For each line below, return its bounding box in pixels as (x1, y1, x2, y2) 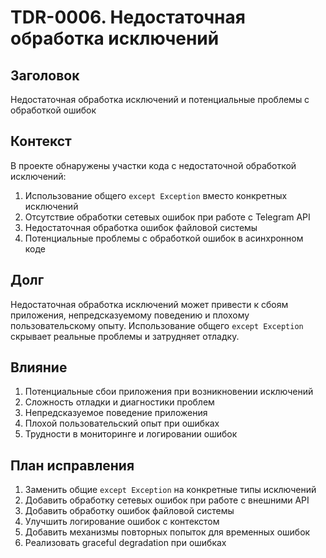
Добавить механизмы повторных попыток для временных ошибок (24, 526, 311, 538)
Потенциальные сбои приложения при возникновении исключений (24, 386, 314, 398)
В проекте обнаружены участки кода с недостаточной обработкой (10, 159, 297, 171)
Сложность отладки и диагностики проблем (24, 396, 215, 408)
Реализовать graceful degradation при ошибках (24, 537, 227, 549)
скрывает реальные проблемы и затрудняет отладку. (10, 330, 240, 342)
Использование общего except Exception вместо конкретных (24, 189, 288, 201)
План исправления (10, 457, 135, 474)
